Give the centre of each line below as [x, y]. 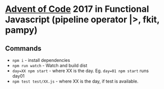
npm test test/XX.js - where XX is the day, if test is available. [75, 81]
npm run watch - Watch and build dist [50, 66]
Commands [23, 48]
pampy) [21, 30]
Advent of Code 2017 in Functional [77, 9]
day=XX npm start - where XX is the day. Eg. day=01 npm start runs [81, 71]
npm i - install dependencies [41, 60]
